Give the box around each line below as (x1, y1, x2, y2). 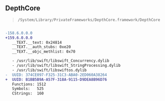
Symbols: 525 (12, 86, 44, 91)
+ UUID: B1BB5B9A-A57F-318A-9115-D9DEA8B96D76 (5, 77, 107, 82)
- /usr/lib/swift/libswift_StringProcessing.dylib (12, 63, 121, 68)
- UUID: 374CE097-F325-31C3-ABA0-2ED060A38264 (5, 72, 107, 77)
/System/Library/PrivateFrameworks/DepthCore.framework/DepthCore (17, 17, 160, 22)
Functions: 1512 (12, 81, 46, 87)
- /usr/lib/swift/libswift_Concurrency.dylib (12, 58, 109, 63)
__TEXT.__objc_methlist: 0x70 (12, 49, 76, 54)
